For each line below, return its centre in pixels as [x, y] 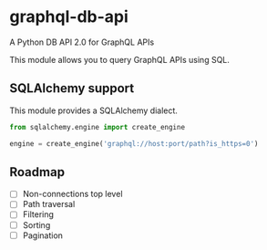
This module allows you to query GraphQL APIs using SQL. [120, 59]
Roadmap [37, 172]
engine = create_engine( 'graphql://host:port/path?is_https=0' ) [134, 143]
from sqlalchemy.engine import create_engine [97, 127]
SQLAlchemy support [72, 89]
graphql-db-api [69, 17]
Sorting [36, 224]
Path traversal [49, 204]
